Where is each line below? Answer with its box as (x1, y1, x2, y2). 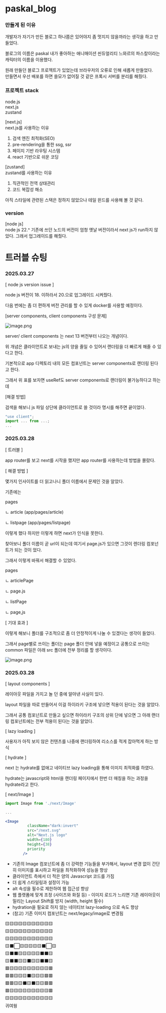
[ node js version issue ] (5, 281, 55, 288)
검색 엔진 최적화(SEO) (12, 135, 55, 141)
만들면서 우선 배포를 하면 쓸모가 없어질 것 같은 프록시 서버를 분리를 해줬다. (5, 73, 148, 79)
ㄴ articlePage (5, 578, 34, 584)
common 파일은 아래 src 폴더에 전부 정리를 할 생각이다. (5, 647, 112, 653)
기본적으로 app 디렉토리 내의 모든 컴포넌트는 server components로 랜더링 (5, 360, 150, 366)
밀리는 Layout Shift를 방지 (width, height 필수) (12, 898, 104, 904)
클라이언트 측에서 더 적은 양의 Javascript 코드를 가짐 (12, 873, 114, 879)
